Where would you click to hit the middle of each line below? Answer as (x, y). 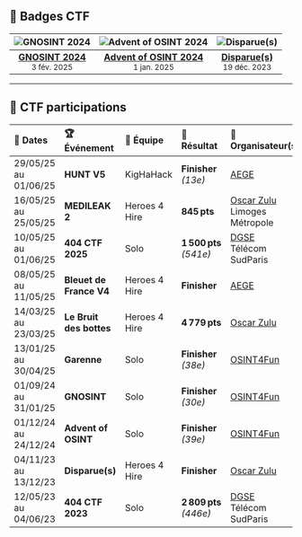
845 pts (198, 211)
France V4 (87, 291)
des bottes (88, 328)
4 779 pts (201, 322)
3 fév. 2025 (52, 67)
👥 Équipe (144, 140)
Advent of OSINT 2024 (154, 57)
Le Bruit (81, 317)
